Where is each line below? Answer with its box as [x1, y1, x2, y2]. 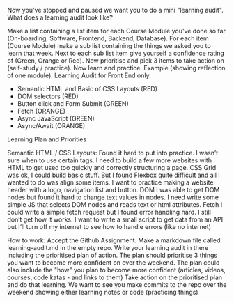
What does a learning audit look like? [7, 13, 114, 22]
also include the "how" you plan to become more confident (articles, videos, [7, 266, 226, 274]
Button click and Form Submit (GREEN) [17, 100, 129, 107]
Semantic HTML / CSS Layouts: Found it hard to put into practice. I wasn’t [7, 149, 219, 157]
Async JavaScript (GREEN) [17, 114, 95, 123]
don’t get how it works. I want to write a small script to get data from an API [7, 215, 224, 224]
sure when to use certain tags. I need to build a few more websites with [7, 156, 212, 164]
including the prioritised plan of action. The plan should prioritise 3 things [7, 251, 218, 259]
